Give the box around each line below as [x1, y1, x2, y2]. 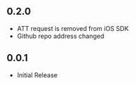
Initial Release [16, 70, 58, 79]
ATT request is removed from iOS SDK [16, 24, 129, 32]
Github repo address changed [16, 32, 105, 40]
